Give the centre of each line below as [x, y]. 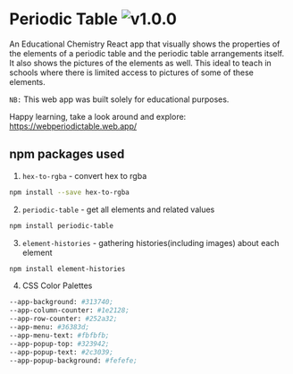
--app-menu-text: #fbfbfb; [59, 336]
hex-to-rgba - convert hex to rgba [84, 175]
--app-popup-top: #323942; [59, 344]
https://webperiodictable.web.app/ [73, 126]
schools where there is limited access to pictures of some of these [132, 72]
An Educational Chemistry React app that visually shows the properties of [145, 44]
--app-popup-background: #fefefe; [74, 361]
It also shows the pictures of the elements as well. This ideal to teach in [141, 63]
